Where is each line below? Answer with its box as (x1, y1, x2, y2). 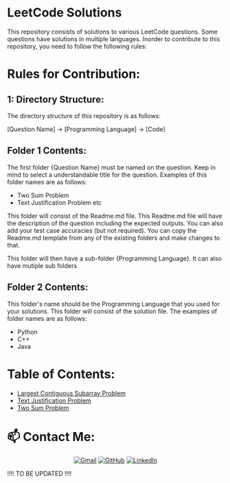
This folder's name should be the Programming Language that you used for (7, 300, 220, 308)
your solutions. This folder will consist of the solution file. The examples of (7, 307, 218, 315)
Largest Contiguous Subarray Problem (16, 389, 126, 397)
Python (16, 328, 38, 336)
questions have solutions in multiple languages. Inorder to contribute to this (7, 34, 220, 43)
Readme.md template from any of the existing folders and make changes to (7, 234, 220, 242)
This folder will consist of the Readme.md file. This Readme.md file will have (7, 212, 222, 220)
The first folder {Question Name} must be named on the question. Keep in (7, 163, 216, 171)
